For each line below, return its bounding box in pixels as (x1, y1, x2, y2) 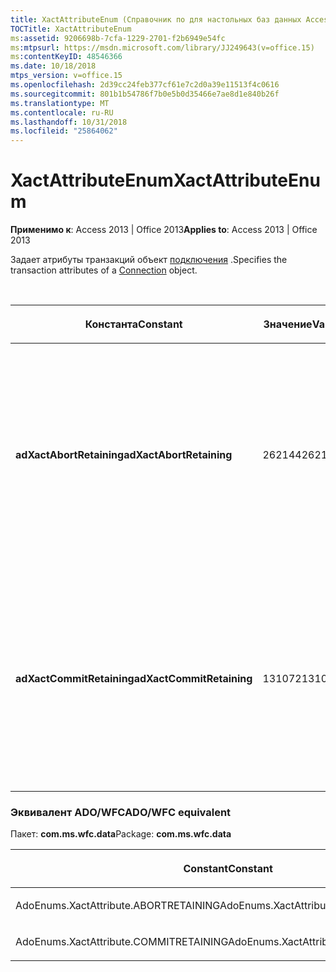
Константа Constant (84, 317, 183, 331)
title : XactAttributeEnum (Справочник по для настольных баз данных (10, 14, 302, 25)
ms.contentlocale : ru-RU (10, 107, 114, 118)
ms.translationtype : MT (10, 98, 110, 108)
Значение (263, 317, 313, 331)
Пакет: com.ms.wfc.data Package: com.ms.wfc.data (10, 828, 232, 840)
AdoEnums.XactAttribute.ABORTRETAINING (15, 899, 220, 913)
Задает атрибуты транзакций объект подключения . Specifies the (10, 254, 288, 266)
